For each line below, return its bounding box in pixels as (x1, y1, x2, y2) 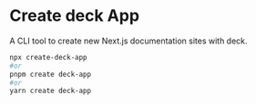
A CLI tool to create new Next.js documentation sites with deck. (9, 35, 248, 46)
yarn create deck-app (9, 87, 92, 96)
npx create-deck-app (9, 52, 88, 61)
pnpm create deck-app (9, 70, 92, 79)
